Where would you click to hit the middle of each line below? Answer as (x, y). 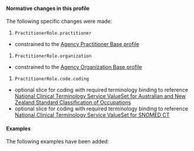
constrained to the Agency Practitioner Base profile (77, 44)
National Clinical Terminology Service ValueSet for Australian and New (100, 96)
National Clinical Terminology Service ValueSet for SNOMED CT (92, 115)
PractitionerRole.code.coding (52, 79)
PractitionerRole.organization (53, 56)
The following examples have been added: (57, 142)
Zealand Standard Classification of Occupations (73, 103)
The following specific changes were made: (59, 21)
